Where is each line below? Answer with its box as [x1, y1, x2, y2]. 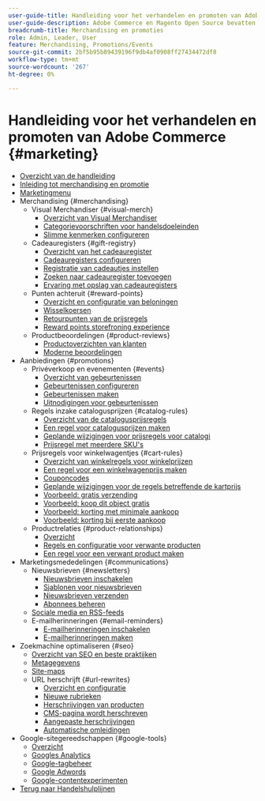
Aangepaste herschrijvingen [43, 716, 136, 726]
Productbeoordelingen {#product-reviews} [31, 330, 171, 340]
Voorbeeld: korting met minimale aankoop [43, 506, 180, 516]
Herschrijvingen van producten [43, 700, 144, 709]
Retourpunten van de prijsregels [43, 314, 148, 323]
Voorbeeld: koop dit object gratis [43, 498, 150, 508]
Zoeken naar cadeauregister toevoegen [43, 272, 172, 281]
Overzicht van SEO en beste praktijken [31, 649, 157, 659]
